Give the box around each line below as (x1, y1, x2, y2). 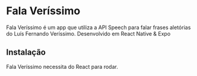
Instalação (6, 47, 46, 58)
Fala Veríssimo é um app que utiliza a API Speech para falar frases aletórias (6, 24, 191, 31)
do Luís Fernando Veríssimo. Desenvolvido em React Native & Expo (6, 30, 171, 37)
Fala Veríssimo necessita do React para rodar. (6, 63, 119, 70)
